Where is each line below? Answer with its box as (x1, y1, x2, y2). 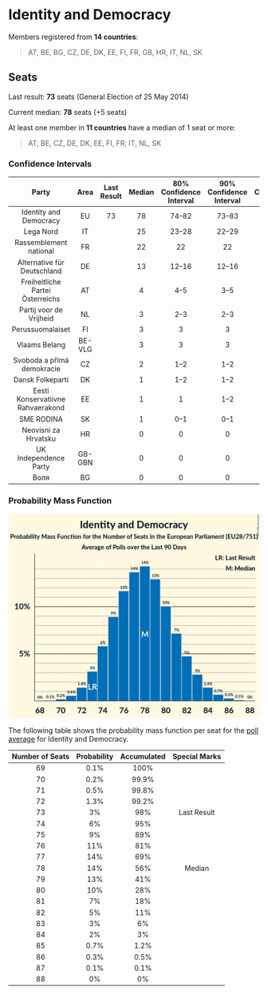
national (27, 246, 54, 256)
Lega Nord (23, 227, 58, 236)
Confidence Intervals (8, 158, 92, 169)
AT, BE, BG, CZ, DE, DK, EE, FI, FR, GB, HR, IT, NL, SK (27, 47, 203, 57)
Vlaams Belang (16, 340, 66, 350)
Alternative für (17, 257, 65, 267)
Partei (31, 285, 51, 295)
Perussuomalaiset (11, 325, 70, 335)
